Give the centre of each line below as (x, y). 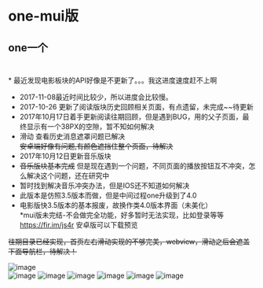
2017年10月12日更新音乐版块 (65, 156)
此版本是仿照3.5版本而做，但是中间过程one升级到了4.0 (108, 195)
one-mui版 (43, 16)
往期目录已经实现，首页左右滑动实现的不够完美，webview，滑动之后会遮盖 (129, 242)
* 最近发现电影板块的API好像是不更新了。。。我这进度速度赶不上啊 (113, 80)
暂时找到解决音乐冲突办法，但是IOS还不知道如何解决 (104, 185)
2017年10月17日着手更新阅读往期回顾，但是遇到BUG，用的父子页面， (131, 116)
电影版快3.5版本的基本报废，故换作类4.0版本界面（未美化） (116, 205)
